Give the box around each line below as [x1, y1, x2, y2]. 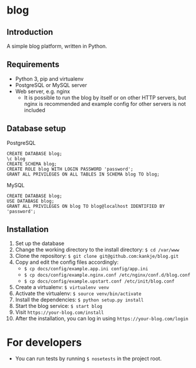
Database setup [6, 124, 67, 134]
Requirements [6, 59, 59, 69]
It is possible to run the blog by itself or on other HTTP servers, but [24, 94, 187, 101]
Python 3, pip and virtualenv [15, 75, 84, 82]
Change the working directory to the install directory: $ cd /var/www [15, 246, 180, 253]
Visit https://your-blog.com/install [15, 309, 104, 316]
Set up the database [15, 240, 65, 247]
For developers [6, 336, 82, 349]
